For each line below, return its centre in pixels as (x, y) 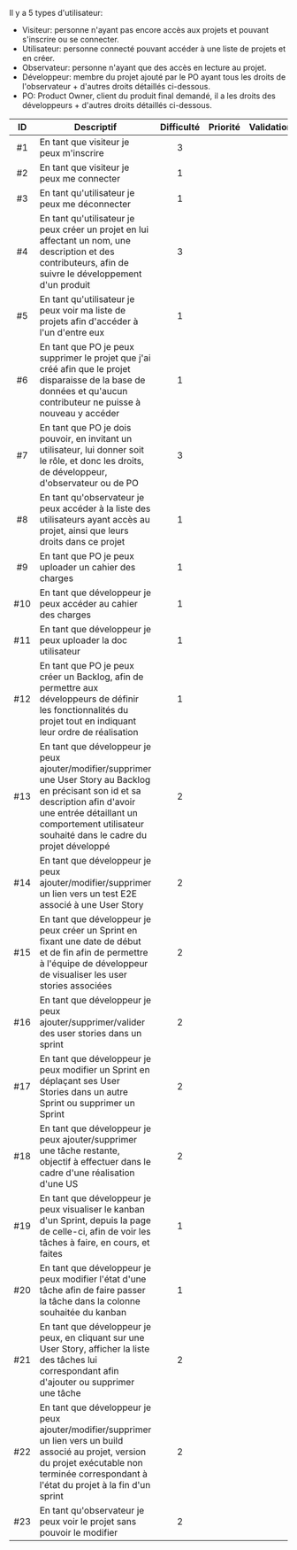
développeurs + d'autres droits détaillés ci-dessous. (117, 105)
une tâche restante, (80, 1151)
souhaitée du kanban (83, 1312)
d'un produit (65, 285)
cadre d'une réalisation (87, 1173)
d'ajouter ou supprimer (87, 1382)
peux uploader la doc (84, 640)
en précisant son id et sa (90, 790)
